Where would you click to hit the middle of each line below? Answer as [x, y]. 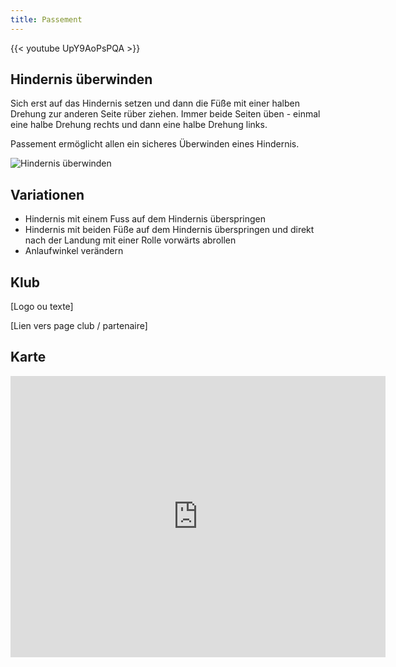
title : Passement [46, 19]
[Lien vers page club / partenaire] [79, 326]
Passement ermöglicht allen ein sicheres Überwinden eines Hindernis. [155, 144]
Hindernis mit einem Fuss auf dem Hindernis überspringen [145, 219]
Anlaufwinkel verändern [74, 251]
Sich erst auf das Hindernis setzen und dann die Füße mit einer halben [155, 103]
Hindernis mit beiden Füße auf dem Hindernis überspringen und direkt [169, 230]
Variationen [47, 194]
